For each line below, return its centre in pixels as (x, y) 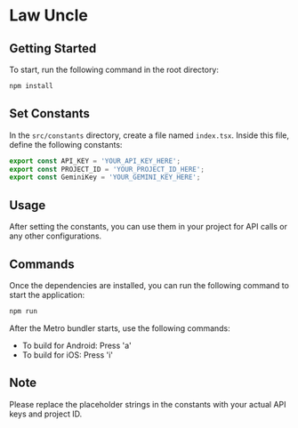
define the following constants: (66, 144)
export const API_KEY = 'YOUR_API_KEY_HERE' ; (95, 161)
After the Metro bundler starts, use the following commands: (120, 328)
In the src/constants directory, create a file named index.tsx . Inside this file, (149, 135)
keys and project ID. (46, 414)
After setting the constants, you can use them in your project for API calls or (148, 227)
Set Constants (50, 113)
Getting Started (53, 48)
